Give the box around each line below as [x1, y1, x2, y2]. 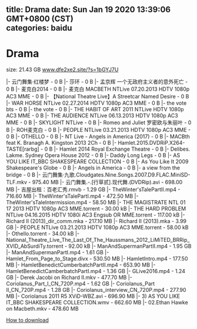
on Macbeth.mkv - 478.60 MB [6, 305, 79, 313]
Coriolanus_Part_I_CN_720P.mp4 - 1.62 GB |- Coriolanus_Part [6, 280, 155, 287]
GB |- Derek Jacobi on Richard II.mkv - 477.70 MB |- [6, 274, 132, 281]
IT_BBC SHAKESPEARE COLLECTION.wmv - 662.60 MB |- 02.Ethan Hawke [6, 299, 188, 306]
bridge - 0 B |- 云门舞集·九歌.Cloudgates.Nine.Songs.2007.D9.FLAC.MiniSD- [6, 171, 191, 178]
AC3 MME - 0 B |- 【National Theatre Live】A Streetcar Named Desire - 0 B [6, 93, 189, 100]
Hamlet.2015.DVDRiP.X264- [117, 139, 185, 147]
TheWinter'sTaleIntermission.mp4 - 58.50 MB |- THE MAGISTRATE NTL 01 [6, 199, 186, 206]
